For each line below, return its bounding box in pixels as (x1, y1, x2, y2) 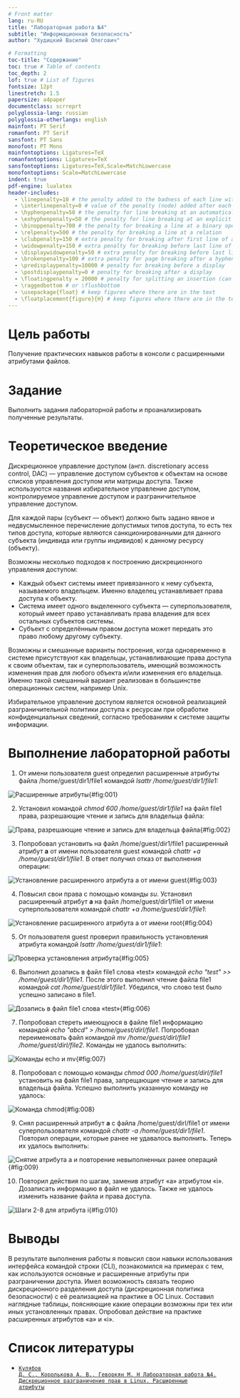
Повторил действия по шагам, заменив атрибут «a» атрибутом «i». (18, 1177, 224, 1185)
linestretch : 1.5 (8, 90, 60, 97)
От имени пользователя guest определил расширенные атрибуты (18, 769, 220, 777)
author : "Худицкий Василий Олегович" (8, 37, 120, 44)
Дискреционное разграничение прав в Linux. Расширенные (18, 1377, 188, 1384)
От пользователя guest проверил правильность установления (18, 932, 209, 942)
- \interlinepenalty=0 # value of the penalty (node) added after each (14, 203, 232, 210)
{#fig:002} (199, 825, 231, 835)
